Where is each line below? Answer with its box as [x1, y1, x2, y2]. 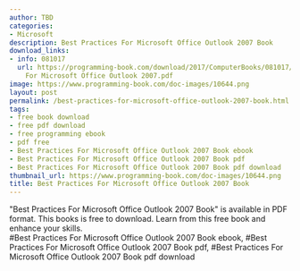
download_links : [9, 47, 70, 55]
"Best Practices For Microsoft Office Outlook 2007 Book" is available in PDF [9, 204, 287, 215]
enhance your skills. [9, 223, 83, 233]
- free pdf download [9, 122, 87, 131]
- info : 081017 [9, 55, 66, 64]
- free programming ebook [9, 130, 105, 139]
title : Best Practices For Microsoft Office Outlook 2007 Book [9, 180, 250, 189]
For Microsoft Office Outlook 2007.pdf [25, 72, 174, 80]
